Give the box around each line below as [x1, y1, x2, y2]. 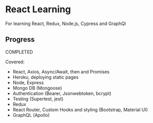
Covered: [5, 59, 24, 65]
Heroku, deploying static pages [12, 74, 79, 80]
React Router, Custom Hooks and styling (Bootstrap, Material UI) [12, 106, 148, 113]
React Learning [5, 4, 71, 15]
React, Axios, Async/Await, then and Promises [12, 68, 110, 75]
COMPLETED [5, 48, 33, 55]
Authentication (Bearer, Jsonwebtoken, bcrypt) [12, 90, 112, 96]
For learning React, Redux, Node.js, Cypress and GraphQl [5, 20, 126, 27]
